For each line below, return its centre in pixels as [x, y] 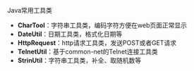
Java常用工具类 [30, 10]
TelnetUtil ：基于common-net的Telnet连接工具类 [87, 52]
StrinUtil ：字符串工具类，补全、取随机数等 [79, 60]
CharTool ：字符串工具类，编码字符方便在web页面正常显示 [102, 25]
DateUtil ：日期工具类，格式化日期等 [70, 34]
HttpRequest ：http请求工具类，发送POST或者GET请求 [97, 43]
